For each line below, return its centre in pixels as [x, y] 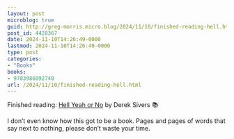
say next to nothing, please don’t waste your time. [79, 129]
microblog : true [31, 20]
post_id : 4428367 [32, 33]
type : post [23, 53]
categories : [24, 59]
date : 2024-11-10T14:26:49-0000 [54, 40]
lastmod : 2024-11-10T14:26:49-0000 [59, 46]
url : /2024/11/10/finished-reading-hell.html [74, 85]
